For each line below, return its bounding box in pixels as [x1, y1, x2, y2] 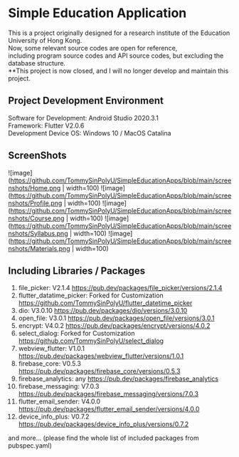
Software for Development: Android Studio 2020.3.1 [8, 113, 159, 122]
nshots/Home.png [8, 183, 61, 192]
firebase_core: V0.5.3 [18, 359, 81, 368]
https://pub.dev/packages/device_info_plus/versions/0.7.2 [18, 420, 189, 428]
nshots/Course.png [8, 214, 65, 222]
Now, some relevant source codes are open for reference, [8, 43, 178, 52]
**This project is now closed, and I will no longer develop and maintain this [8, 66, 229, 75]
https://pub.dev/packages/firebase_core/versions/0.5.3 [18, 367, 181, 376]
